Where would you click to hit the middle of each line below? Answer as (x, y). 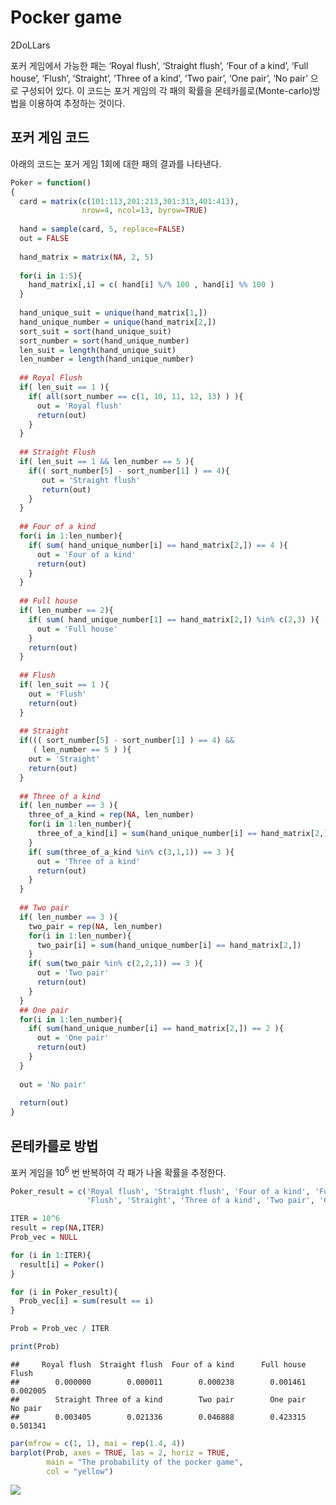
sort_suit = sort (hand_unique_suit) (95, 331)
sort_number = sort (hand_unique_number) (104, 341)
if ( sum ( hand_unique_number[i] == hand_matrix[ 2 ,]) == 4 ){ (158, 545)
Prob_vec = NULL (44, 1237)
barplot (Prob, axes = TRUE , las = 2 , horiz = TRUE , (120, 1452)
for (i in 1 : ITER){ (51, 1255)
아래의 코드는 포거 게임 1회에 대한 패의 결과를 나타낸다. (116, 163)
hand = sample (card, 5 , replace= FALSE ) (102, 229)
